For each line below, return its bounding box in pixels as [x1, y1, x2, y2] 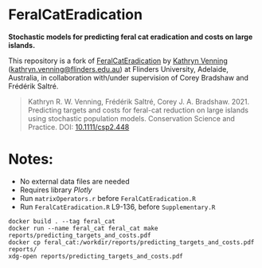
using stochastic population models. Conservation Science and [27, 113, 235, 123]
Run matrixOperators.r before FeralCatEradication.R [19, 193, 197, 203]
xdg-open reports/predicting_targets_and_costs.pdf [8, 252, 183, 260]
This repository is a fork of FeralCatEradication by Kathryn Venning [8, 56, 229, 65]
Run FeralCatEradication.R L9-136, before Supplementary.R [19, 202, 216, 211]
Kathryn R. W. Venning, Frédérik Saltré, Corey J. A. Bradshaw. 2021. [27, 97, 250, 106]
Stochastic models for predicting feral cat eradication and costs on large [8, 32, 253, 41]
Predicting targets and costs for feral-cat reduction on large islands [27, 105, 249, 115]
